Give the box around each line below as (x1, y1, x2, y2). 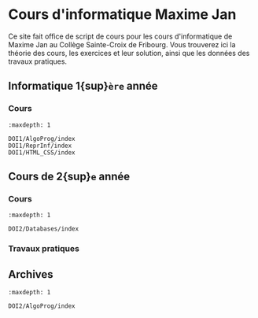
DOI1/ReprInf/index (8, 142, 72, 150)
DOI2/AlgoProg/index (8, 302, 76, 310)
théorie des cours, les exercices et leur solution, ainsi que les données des (8, 48, 250, 57)
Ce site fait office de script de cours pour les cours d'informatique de (8, 31, 233, 41)
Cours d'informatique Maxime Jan (8, 6, 237, 24)
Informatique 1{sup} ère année (8, 79, 159, 93)
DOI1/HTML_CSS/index (8, 148, 76, 157)
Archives (8, 268, 53, 281)
